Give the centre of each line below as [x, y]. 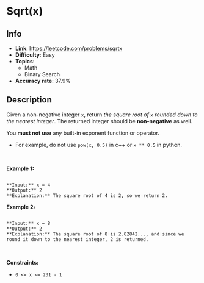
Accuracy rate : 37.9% [43, 81]
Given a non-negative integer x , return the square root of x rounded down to [102, 115]
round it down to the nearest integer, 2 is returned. [78, 239]
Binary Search [42, 74]
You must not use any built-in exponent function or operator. [83, 133]
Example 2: [21, 207]
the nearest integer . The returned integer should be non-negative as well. [100, 121]
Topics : [25, 61]
